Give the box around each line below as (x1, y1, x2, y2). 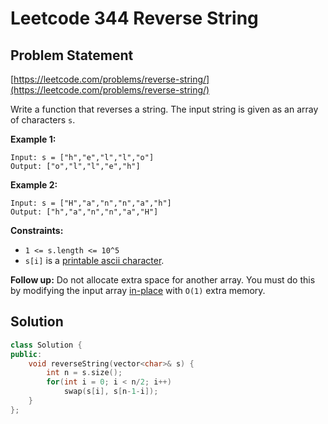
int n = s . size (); (46, 368, 123, 378)
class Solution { (10, 340, 83, 350)
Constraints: (10, 225, 64, 236)
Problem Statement (10, 47, 134, 64)
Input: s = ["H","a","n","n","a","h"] (10, 198, 172, 208)
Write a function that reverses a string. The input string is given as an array (10, 103, 319, 115)
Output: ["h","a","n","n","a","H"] (10, 207, 159, 217)
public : (10, 349, 43, 359)
